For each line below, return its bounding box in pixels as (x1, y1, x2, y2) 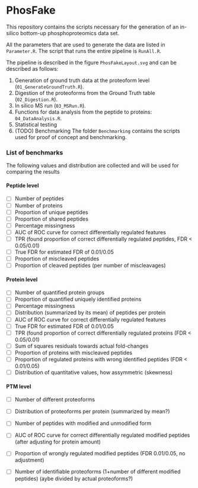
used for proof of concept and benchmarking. (14, 133, 127, 140)
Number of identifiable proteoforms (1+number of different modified (14, 468, 181, 476)
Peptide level (6, 182, 39, 189)
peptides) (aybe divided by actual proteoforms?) (14, 475, 133, 482)
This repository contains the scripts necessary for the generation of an (6, 23, 179, 30)
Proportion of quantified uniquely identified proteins (14, 295, 142, 303)
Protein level (6, 276, 38, 283)
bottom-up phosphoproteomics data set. (20, 29, 120, 36)
